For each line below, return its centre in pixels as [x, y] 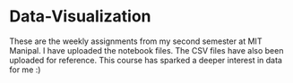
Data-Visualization [80, 17]
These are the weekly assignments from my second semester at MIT [136, 41]
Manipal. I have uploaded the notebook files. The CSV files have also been [146, 50]
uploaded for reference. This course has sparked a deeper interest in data [146, 60]
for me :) [25, 70]
